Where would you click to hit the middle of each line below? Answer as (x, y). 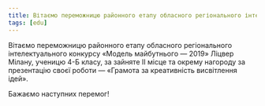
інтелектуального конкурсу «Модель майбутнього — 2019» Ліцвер (121, 53)
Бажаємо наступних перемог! (59, 93)
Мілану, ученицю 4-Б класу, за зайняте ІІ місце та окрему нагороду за (127, 62)
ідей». (19, 79)
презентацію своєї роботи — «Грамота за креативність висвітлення (123, 70)
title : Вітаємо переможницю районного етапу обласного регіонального (125, 15)
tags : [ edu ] (28, 23)
